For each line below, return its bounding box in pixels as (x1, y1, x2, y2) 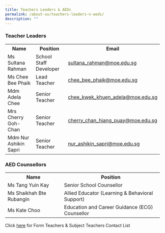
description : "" (5, 16, 38, 21)
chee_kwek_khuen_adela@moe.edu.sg (68, 94, 158, 101)
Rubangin (7, 196, 30, 203)
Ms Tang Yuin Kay (7, 181, 49, 188)
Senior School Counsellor (63, 181, 123, 188)
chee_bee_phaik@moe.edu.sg (68, 77, 137, 83)
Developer (35, 65, 60, 72)
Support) (63, 196, 85, 203)
